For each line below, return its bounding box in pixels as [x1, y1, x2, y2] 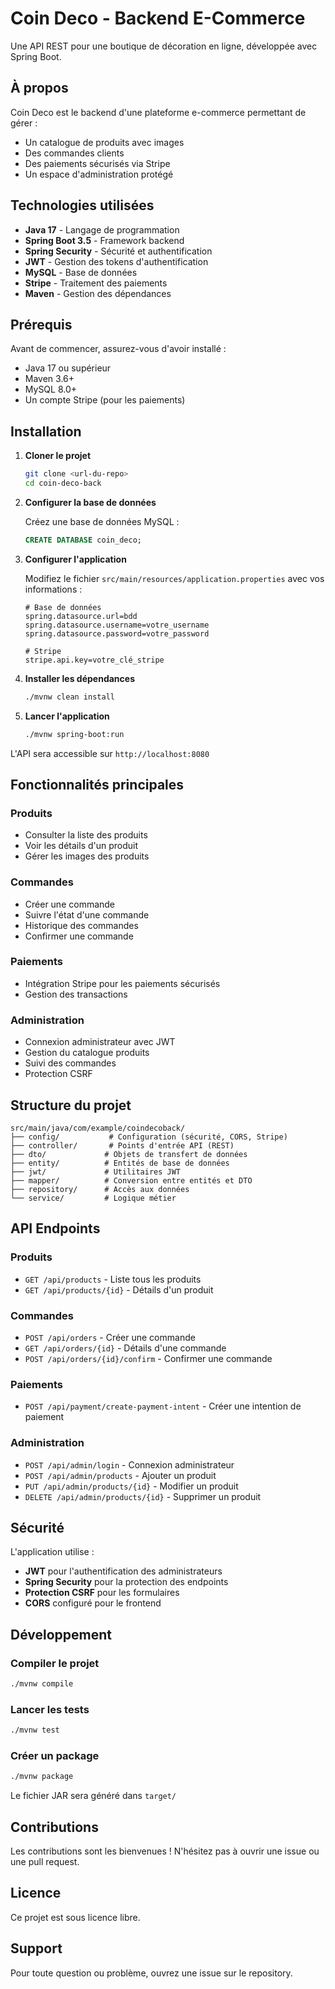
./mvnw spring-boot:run [24, 729, 125, 739]
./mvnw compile [10, 1679, 74, 1689]
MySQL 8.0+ [24, 383, 78, 396]
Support [10, 1940, 63, 1957]
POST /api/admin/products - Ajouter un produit [24, 1469, 217, 1481]
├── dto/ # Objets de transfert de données [10, 1149, 248, 1159]
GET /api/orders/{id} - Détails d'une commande [24, 1342, 227, 1354]
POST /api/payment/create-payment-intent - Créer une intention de [24, 1400, 302, 1412]
